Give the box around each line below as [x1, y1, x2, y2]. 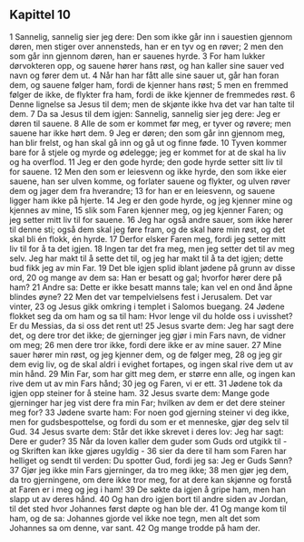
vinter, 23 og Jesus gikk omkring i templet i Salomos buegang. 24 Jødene [9, 301, 285, 312]
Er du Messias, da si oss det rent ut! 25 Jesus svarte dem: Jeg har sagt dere [9, 320, 295, 331]
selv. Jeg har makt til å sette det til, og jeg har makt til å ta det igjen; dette [9, 253, 284, 264]
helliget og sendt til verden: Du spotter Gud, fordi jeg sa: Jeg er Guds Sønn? [9, 455, 293, 466]
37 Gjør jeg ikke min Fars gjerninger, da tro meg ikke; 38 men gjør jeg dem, [9, 464, 289, 475]
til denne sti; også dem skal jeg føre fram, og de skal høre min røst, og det [9, 224, 286, 235]
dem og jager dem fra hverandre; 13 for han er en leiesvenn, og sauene [9, 185, 275, 196]
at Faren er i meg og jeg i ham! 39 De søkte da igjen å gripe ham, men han [9, 484, 286, 495]
